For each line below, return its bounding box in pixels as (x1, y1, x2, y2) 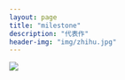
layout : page (9, 12, 58, 22)
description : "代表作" (9, 29, 90, 38)
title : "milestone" (9, 21, 82, 30)
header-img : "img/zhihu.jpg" (9, 37, 117, 47)
